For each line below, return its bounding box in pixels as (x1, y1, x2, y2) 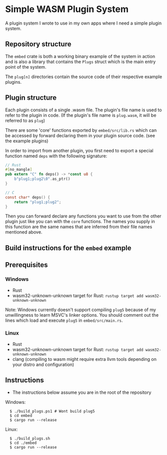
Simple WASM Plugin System (5, 4, 129, 15)
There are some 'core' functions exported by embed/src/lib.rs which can (5, 127, 157, 133)
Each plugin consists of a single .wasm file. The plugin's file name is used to (5, 107, 162, 113)
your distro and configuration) (12, 361, 74, 367)
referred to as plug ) (5, 117, 45, 123)
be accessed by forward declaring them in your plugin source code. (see (5, 132, 155, 138)
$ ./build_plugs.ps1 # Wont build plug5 (9, 408, 95, 414)
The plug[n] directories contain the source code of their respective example (5, 74, 162, 80)
